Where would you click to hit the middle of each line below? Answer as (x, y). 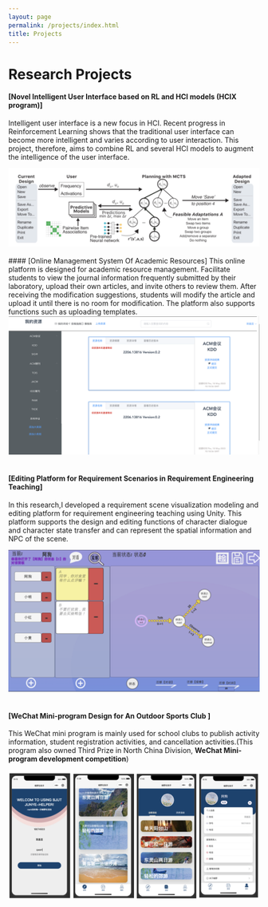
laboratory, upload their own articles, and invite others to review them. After (132, 287)
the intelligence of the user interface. (69, 156)
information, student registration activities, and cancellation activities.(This (131, 742)
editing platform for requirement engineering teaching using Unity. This (125, 513)
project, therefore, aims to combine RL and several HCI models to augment (131, 149)
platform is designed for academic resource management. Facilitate (119, 269)
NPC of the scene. (39, 539)
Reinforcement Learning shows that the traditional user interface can (121, 131)
